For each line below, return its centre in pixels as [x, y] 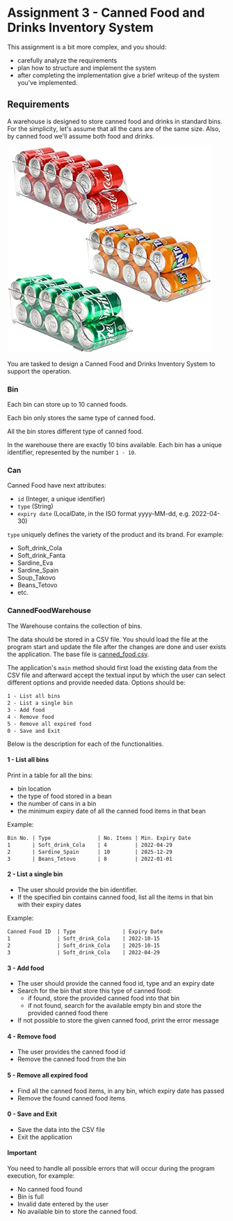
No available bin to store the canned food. [77, 1212]
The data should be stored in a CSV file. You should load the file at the [108, 639]
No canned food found [50, 1190]
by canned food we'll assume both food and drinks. [81, 136]
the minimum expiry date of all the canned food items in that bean [112, 811]
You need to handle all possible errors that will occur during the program [111, 1169]
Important [22, 1153]
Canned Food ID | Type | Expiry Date [85, 932]
